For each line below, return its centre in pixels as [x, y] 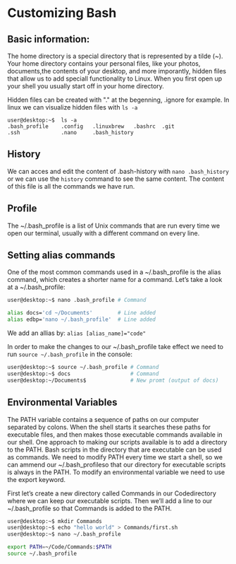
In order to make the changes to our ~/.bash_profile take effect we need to [116, 347]
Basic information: [49, 39]
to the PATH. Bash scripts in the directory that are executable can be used [114, 450]
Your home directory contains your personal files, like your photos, [104, 64]
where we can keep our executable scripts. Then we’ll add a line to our [110, 500]
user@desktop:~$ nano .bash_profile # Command [77, 300]
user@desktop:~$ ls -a [42, 120]
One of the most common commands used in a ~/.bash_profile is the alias [114, 272]
